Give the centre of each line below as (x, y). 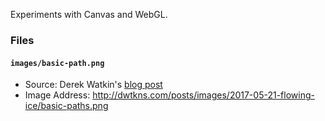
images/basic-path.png (57, 63)
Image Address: (57, 95)
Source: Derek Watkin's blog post (93, 85)
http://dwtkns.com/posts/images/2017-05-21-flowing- (203, 95)
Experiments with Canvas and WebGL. (89, 14)
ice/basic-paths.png (66, 106)
